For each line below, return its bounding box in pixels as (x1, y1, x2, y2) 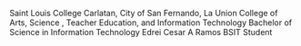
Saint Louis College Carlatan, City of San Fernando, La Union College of (9, 8, 278, 18)
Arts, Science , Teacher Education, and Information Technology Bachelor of (9, 17, 293, 28)
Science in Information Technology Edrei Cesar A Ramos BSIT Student (9, 27, 273, 37)
